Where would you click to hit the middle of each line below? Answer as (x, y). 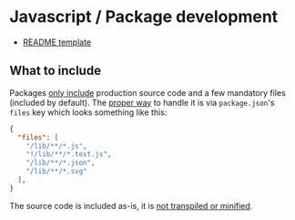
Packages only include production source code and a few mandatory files (148, 92)
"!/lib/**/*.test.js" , (69, 154)
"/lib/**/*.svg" (57, 172)
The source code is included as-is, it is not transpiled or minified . (131, 205)
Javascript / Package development (144, 17)
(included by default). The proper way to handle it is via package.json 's (142, 102)
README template (57, 42)
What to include (56, 71)
